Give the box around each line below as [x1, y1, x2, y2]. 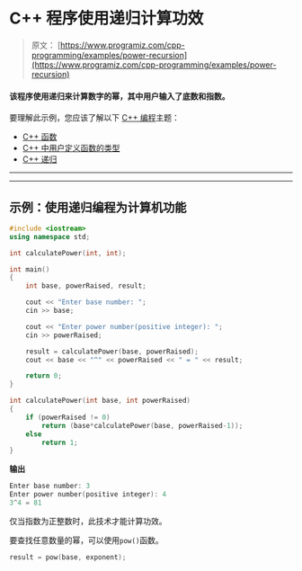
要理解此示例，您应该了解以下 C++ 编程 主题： [9, 112, 180, 123]
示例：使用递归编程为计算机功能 [9, 200, 187, 215]
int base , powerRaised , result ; [25, 281, 147, 290]
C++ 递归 [22, 154, 58, 165]
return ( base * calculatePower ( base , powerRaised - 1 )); [41, 421, 244, 430]
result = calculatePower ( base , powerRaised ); [25, 347, 200, 356]
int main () [9, 264, 50, 274]
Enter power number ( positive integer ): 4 [9, 490, 167, 499]
